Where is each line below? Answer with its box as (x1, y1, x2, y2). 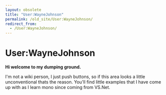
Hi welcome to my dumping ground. (5, 64, 81, 70)
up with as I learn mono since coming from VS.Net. (5, 84, 110, 90)
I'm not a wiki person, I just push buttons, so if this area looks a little (5, 73, 145, 80)
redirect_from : (5, 21, 37, 26)
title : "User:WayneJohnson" (5, 12, 64, 17)
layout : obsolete (5, 7, 42, 12)
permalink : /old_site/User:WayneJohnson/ (5, 16, 93, 21)
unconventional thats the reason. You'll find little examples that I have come (5, 79, 161, 85)
